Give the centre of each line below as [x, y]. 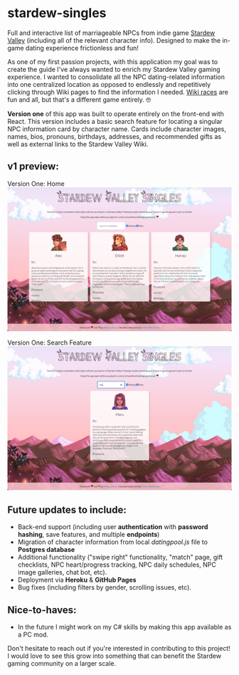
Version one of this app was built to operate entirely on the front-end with [116, 114]
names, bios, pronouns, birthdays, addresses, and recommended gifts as [115, 136]
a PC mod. [33, 634]
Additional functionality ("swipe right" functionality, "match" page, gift [120, 558]
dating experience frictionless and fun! [82, 48]
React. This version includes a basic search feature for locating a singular [115, 121]
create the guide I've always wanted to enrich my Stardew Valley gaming [114, 69]
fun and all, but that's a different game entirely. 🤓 [79, 99]
